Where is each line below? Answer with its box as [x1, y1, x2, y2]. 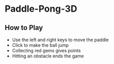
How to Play [5, 23, 44, 32]
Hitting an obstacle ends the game [12, 53, 84, 59]
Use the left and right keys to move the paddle [12, 37, 109, 43]
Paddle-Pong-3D [5, 3, 78, 15]
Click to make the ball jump [12, 42, 69, 48]
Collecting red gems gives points [12, 48, 81, 53]
